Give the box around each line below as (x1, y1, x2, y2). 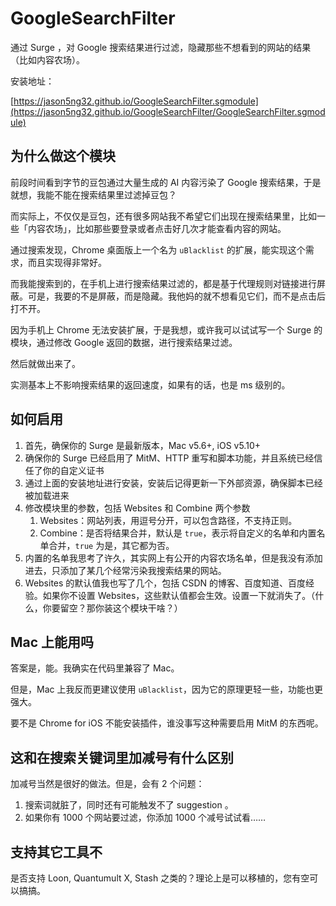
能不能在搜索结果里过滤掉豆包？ (44, 188, 177, 201)
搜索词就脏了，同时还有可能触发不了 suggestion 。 (24, 799, 234, 811)
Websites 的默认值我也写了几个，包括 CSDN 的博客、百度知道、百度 (24, 577, 307, 589)
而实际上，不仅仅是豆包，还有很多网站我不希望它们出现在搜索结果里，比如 (10, 210, 317, 222)
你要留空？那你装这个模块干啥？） (42, 602, 183, 614)
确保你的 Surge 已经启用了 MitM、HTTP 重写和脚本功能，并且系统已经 (24, 452, 315, 464)
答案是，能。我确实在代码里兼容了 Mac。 (10, 662, 180, 674)
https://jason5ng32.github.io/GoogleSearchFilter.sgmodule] (13, 95, 259, 107)
